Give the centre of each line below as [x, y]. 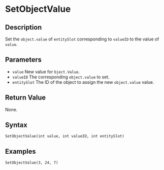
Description [23, 27]
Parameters [23, 60]
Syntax [16, 125]
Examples [20, 151]
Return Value [25, 98]
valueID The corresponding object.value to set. [61, 77]
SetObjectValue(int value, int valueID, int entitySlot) [65, 136]
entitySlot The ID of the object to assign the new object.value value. [83, 82]
